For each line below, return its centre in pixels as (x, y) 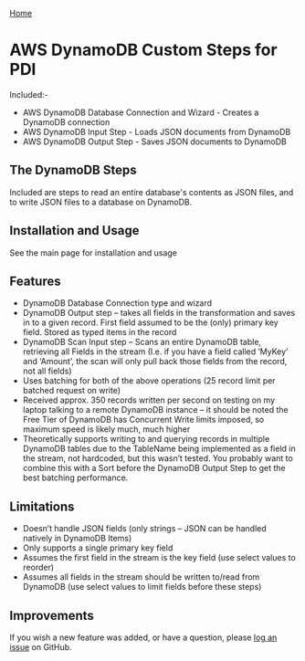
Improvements (52, 615)
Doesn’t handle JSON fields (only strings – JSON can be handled (144, 529)
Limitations (42, 506)
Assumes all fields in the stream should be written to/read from (141, 577)
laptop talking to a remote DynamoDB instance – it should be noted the (156, 410)
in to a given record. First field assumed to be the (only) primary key (150, 322)
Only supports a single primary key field (98, 548)
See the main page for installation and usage (94, 252)
